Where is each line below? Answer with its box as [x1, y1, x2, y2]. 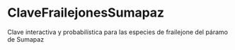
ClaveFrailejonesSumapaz [7, 5, 165, 21]
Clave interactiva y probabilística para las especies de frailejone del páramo [7, 28, 229, 36]
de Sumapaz [7, 35, 45, 43]
